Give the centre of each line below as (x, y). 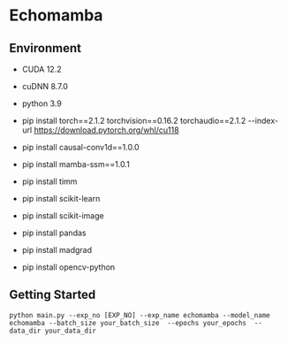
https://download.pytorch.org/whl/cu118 (106, 130)
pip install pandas (54, 233)
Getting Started (53, 295)
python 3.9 (42, 103)
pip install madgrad (57, 250)
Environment (45, 48)
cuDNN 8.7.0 (45, 86)
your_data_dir (71, 331)
